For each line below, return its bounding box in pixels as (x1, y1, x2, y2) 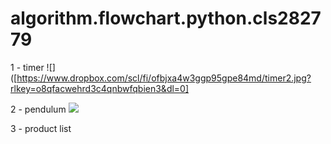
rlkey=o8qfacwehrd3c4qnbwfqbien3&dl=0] (10, 82, 190, 94)
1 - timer (10, 61, 45, 73)
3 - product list (10, 122, 72, 134)
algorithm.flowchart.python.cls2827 (10, 7, 322, 30)
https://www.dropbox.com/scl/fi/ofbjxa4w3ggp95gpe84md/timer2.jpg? (16, 72, 312, 84)
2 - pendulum (10, 103, 67, 115)
